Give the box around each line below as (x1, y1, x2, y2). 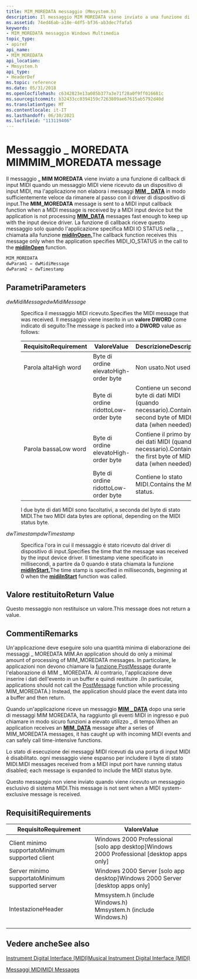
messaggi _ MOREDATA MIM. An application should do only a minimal (6, 650, 173, 657)
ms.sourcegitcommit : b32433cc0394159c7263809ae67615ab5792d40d (6, 96, 164, 102)
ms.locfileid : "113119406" (6, 118, 72, 124)
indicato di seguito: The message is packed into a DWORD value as (21, 322, 182, 329)
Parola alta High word (23, 363, 81, 371)
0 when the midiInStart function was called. (21, 573, 127, 580)
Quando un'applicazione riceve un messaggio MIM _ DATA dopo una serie (6, 706, 186, 713)
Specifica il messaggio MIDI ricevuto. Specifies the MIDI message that (21, 309, 189, 316)
